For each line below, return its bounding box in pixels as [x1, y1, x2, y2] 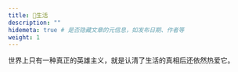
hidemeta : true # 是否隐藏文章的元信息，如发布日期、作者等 [8, 26, 185, 34]
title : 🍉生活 [8, 11, 49, 20]
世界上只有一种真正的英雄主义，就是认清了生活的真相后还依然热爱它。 [8, 56, 235, 65]
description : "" [8, 19, 61, 27]
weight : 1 [8, 33, 41, 41]
